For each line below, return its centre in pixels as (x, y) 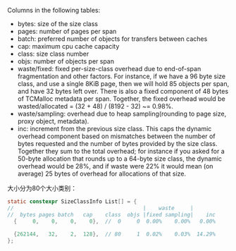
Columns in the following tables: (54, 10)
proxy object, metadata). (53, 121)
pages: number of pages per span (67, 31)
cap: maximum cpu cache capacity (68, 46)
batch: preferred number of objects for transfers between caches (112, 39)
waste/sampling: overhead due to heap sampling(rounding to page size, (122, 114)
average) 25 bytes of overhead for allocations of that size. (102, 173)
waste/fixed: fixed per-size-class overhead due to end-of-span (109, 69)
